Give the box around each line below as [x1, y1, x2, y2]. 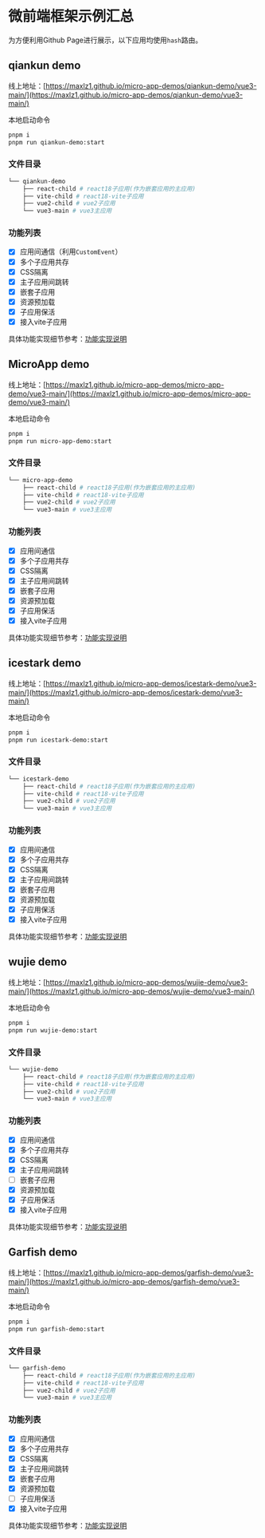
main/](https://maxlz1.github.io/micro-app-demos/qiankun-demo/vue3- [8, 89, 244, 100]
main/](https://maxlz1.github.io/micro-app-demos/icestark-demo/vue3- [8, 687, 243, 697]
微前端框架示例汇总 [8, 7, 134, 26]
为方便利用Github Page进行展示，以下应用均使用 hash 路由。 [8, 35, 203, 45]
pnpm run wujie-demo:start [8, 1026, 98, 1034]
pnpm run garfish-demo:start [8, 1325, 105, 1333]
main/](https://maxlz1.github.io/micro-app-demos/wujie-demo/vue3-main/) [8, 986, 255, 996]
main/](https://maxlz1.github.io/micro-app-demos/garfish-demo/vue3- [8, 1276, 240, 1286]
